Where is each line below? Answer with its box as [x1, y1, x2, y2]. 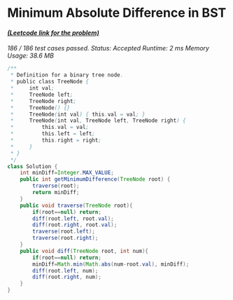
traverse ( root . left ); [32, 228, 96, 236]
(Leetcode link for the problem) [7, 28, 99, 36]
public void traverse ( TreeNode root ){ [20, 202, 133, 209]
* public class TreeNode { [10, 79, 90, 86]
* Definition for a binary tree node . [10, 71, 124, 79]
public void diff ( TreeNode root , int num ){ [20, 247, 149, 254]
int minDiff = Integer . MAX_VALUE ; [20, 170, 114, 177]
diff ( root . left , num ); [32, 267, 99, 274]
